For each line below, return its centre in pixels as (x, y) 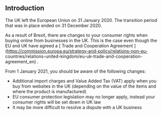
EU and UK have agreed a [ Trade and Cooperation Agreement (69, 46)
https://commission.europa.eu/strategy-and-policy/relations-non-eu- (77, 51)
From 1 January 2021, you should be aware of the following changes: (76, 71)
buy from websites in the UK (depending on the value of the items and (84, 86)
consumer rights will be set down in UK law (56, 102)
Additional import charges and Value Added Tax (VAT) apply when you (84, 81)
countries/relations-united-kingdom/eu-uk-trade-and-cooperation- (74, 56)
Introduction (25, 8)
